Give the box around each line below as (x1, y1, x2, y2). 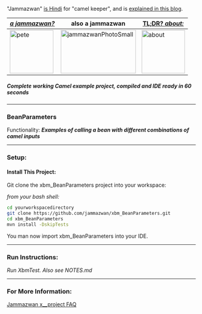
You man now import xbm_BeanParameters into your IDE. (7, 232, 149, 240)
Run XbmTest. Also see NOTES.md (7, 267, 92, 274)
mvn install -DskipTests (7, 222, 69, 228)
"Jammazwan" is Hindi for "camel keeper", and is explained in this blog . (7, 5, 183, 12)
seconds (7, 88, 29, 95)
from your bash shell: (7, 193, 59, 201)
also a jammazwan (71, 19, 125, 28)
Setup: (7, 153, 27, 162)
